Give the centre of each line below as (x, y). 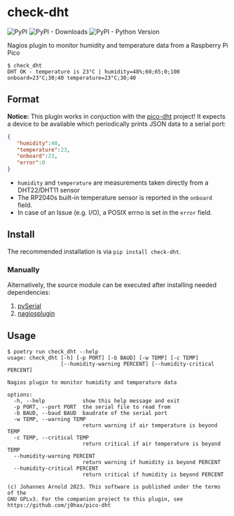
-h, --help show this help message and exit (97, 401)
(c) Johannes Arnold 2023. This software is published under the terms (114, 487)
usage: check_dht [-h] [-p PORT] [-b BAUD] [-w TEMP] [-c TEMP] (103, 358)
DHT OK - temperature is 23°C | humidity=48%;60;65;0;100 (94, 72)
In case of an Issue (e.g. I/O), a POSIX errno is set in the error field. (115, 212)
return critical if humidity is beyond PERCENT (153, 475)
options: (20, 395)
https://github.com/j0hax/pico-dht (59, 505)
